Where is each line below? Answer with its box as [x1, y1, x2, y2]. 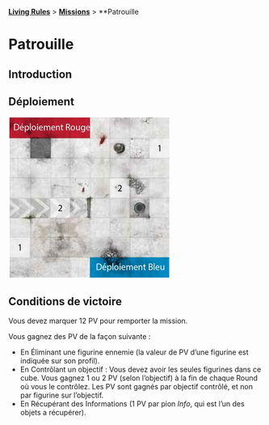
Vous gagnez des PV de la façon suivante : [8, 332, 151, 342]
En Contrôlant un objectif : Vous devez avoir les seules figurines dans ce [19, 364, 262, 375]
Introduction [8, 67, 73, 81]
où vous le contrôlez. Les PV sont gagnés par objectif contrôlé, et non [19, 382, 253, 392]
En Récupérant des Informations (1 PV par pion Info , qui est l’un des [19, 399, 245, 409]
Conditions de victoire [8, 295, 123, 308]
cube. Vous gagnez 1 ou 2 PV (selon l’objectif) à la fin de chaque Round [19, 373, 258, 383]
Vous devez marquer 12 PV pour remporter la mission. [8, 316, 188, 326]
